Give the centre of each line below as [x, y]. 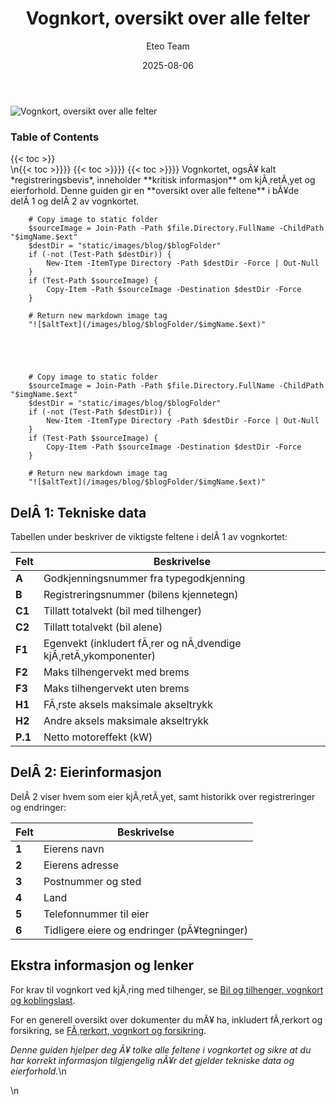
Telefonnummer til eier [96, 914]
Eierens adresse [81, 865]
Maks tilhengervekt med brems [116, 672]
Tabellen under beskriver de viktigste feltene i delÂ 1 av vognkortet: [149, 537]
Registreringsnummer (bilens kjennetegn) [141, 595]
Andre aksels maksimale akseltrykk [126, 721]
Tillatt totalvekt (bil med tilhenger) [123, 611]
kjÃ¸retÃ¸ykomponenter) [99, 656]
